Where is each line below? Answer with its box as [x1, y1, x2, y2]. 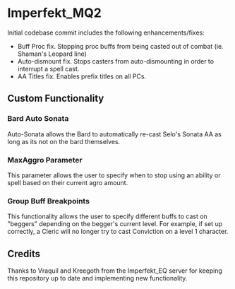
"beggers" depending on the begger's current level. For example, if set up [7, 220, 223, 228]
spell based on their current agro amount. [7, 178, 128, 187]
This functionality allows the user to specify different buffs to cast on [7, 212, 208, 220]
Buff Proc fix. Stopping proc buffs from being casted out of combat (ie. [17, 42, 224, 50]
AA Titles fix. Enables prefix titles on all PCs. [17, 72, 147, 81]
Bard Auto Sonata [7, 114, 69, 124]
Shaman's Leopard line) [17, 49, 87, 58]
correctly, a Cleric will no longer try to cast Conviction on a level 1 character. [7, 228, 229, 236]
